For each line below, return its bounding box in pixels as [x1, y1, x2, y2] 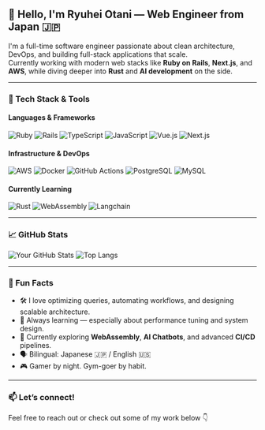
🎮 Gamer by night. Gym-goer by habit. [19, 361, 147, 371]
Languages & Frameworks [8, 113, 96, 122]
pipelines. [19, 340, 52, 350]
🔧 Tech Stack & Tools [8, 93, 91, 104]
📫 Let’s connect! [8, 391, 75, 402]
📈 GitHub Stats [8, 230, 69, 241]
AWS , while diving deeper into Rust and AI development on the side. [8, 66, 233, 76]
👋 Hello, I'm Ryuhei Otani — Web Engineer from [8, 8, 244, 21]
